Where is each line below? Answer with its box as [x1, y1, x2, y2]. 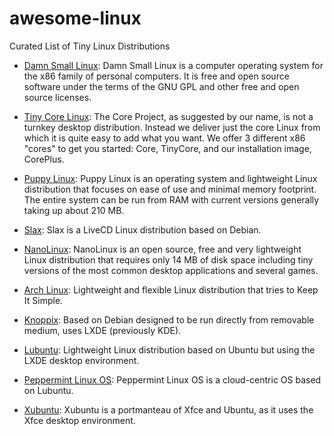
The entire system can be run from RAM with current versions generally [23, 193, 320, 206]
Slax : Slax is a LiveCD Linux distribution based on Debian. [23, 223, 262, 236]
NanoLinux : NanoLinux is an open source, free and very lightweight [23, 243, 302, 255]
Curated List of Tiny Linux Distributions [9, 40, 171, 52]
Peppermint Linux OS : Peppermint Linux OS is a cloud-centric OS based [23, 373, 322, 386]
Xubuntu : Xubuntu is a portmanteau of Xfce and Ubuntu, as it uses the [23, 403, 314, 416]
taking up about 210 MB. [23, 204, 125, 216]
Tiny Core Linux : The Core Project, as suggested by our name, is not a [23, 110, 314, 122]
